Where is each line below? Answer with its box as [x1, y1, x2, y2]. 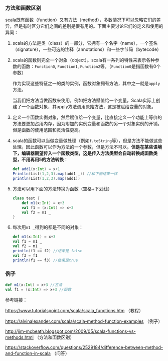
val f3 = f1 [12, 253, 38, 258]
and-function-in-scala [5, 350, 51, 356]
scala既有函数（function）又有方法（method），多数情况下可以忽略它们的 [5, 17, 157, 23]
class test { [12, 195, 40, 201]
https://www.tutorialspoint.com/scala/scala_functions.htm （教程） [5, 307, 144, 313]
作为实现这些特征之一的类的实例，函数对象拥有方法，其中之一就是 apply [12, 81, 160, 87]
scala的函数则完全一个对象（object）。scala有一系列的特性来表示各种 [12, 57, 155, 63]
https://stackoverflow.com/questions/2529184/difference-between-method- [5, 344, 163, 350]
